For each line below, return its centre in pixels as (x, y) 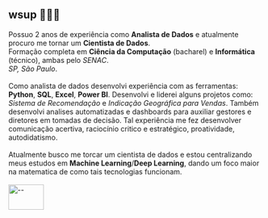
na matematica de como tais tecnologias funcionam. (95, 171)
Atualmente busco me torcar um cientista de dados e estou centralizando (130, 154)
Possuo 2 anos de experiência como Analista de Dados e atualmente (124, 34)
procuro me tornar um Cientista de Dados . (80, 43)
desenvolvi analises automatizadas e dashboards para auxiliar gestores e (130, 111)
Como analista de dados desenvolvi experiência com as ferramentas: (123, 86)
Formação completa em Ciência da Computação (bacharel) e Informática (132, 51)
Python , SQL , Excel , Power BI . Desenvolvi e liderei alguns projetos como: (131, 94)
